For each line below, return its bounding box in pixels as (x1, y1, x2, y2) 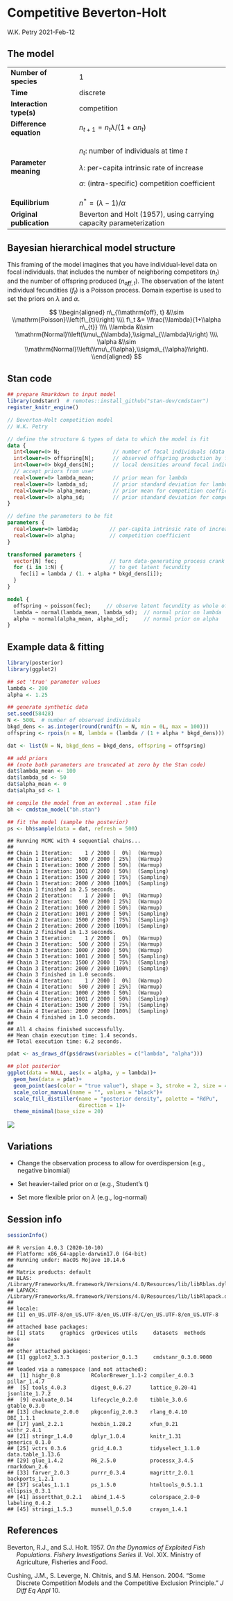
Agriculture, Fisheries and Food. (16, 1558, 108, 1566)
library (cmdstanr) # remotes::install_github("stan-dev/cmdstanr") (7, 397, 209, 404)
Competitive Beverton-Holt (7, 5, 166, 21)
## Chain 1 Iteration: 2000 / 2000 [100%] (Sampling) (7, 880, 169, 887)
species (10, 76, 37, 86)
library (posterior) (7, 659, 64, 666)
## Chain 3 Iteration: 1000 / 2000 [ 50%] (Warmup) (7, 947, 163, 954)
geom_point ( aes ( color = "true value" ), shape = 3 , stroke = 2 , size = (13, 1082, 222, 1089)
